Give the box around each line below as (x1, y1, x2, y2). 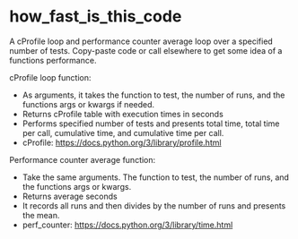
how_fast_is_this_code (9, 6, 182, 27)
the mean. (22, 209, 60, 220)
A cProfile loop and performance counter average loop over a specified (9, 36, 274, 47)
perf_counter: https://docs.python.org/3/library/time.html (22, 219, 233, 230)
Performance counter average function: (9, 154, 156, 165)
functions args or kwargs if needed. (22, 98, 155, 109)
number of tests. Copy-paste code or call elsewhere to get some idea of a (9, 45, 283, 55)
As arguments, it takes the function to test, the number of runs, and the (22, 90, 285, 100)
